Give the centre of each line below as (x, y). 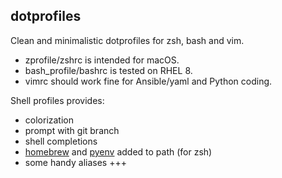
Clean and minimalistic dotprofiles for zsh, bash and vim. (127, 40)
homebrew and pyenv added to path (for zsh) (118, 151)
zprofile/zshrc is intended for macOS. (102, 60)
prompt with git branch (72, 130)
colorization (49, 120)
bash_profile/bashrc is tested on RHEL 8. (108, 70)
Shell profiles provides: (57, 100)
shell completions (61, 141)
